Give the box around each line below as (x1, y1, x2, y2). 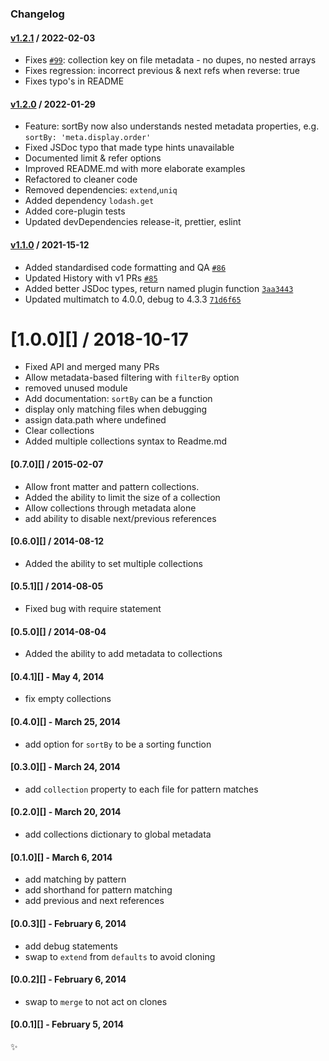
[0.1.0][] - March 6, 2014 (10, 851, 113, 863)
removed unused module (24, 382, 128, 394)
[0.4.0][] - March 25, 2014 (10, 716, 122, 728)
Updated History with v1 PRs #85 (24, 272, 158, 284)
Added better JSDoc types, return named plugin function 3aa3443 (24, 282, 294, 294)
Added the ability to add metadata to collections (24, 648, 223, 660)
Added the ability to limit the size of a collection (24, 491, 221, 503)
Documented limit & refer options (24, 152, 162, 164)
